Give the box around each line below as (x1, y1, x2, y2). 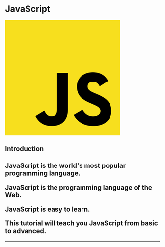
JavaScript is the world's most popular (5, 161, 126, 170)
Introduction (5, 145, 44, 153)
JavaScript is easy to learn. (5, 205, 90, 213)
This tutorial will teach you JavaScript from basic (5, 219, 158, 227)
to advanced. (5, 227, 47, 235)
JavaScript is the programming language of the (5, 183, 152, 192)
